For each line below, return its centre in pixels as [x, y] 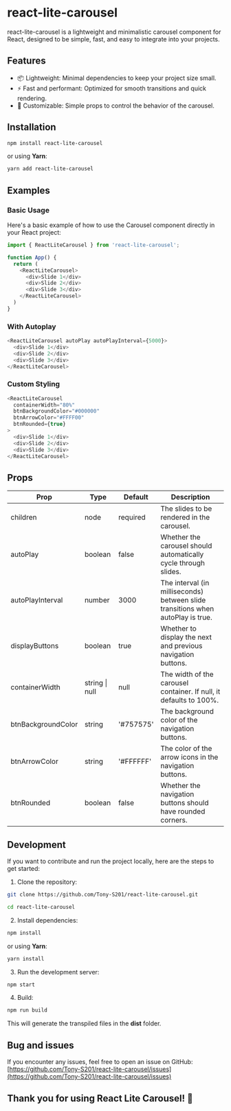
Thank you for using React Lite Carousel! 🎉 [100, 1098]
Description [190, 497]
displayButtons [35, 646]
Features [26, 61]
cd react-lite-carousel [41, 907]
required [132, 518]
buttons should [185, 803]
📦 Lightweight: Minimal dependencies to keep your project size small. [117, 78]
